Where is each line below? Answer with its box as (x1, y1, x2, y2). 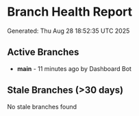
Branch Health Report (7, 4, 133, 20)
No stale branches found (7, 102, 77, 111)
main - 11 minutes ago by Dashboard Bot (16, 64, 132, 72)
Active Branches (7, 46, 79, 58)
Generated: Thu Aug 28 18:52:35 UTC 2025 (7, 27, 130, 35)
